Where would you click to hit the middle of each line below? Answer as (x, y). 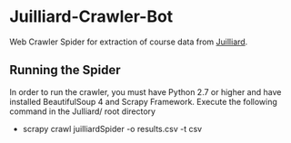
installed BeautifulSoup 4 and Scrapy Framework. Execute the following (143, 101)
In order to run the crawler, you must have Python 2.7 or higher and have (145, 91)
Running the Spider (65, 70)
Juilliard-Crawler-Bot (91, 17)
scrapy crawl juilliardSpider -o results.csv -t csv (112, 129)
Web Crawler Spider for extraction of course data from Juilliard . (129, 42)
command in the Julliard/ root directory (83, 111)
